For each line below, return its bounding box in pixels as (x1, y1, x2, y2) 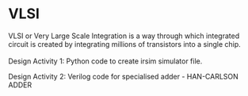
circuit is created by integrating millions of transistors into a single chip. (8, 39, 242, 48)
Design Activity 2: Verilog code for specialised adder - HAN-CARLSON (8, 71, 239, 81)
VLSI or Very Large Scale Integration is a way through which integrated (8, 31, 240, 40)
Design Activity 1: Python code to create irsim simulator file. (8, 56, 203, 66)
